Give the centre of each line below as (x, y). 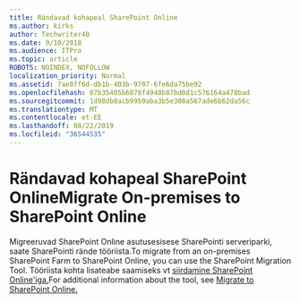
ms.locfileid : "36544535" (57, 134)
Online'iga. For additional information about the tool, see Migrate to (132, 280)
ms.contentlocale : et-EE (56, 117)
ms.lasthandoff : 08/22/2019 (62, 126)
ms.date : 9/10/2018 (46, 43)
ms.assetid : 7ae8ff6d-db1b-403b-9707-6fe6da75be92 (106, 84)
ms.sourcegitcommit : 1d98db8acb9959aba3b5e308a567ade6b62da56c (130, 101)
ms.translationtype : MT (54, 109)
